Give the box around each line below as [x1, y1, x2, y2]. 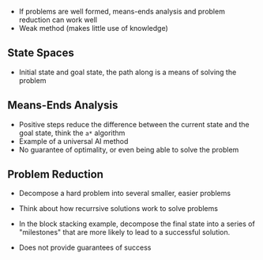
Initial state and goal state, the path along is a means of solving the [18, 67, 237, 77]
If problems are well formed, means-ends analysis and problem [18, 7, 226, 16]
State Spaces [7, 47, 74, 60]
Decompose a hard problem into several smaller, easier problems [18, 189, 231, 198]
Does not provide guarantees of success [18, 243, 152, 252]
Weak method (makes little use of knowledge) [18, 24, 169, 32]
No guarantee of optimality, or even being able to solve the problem [18, 145, 239, 154]
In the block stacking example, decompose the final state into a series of [18, 219, 256, 228]
